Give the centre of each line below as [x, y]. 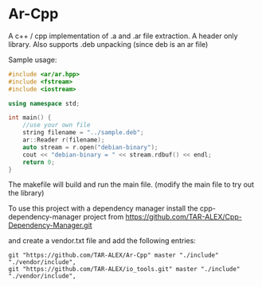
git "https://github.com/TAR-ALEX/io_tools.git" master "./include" [124, 270]
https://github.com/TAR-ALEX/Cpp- [184, 217]
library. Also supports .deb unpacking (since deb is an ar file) [108, 44]
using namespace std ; [44, 103]
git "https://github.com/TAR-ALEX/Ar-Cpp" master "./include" [113, 255]
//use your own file [57, 125]
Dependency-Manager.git [51, 225]
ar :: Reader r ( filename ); [64, 140]
